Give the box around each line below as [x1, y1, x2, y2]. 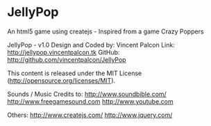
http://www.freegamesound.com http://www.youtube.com [7, 97, 174, 105]
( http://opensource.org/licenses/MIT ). [7, 76, 116, 84]
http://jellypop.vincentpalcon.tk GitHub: [7, 48, 120, 56]
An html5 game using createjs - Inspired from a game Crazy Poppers [7, 27, 204, 36]
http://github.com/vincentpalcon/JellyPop [7, 55, 126, 63]
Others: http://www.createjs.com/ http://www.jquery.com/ [7, 111, 173, 119]
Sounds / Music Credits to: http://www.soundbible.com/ [7, 90, 167, 98]
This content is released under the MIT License [7, 69, 142, 77]
